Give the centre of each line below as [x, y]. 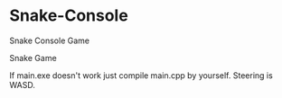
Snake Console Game [50, 40]
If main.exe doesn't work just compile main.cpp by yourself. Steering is [141, 75]
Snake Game [33, 58]
